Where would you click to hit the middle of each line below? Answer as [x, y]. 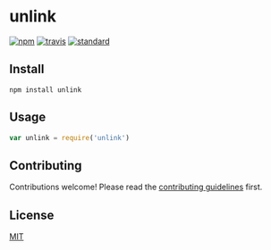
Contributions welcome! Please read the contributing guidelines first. [136, 187]
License [32, 215]
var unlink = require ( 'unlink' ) [69, 137]
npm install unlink [46, 90]
